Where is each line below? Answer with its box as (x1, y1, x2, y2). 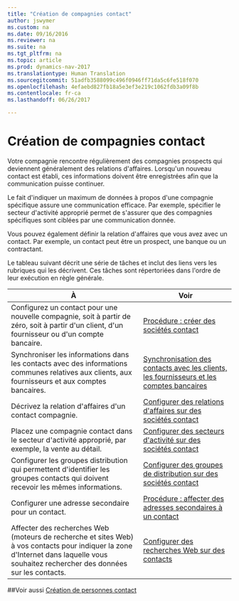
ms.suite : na (7, 43, 46, 50)
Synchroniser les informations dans (11, 349, 129, 359)
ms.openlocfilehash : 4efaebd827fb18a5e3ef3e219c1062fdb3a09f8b (7, 83, 199, 90)
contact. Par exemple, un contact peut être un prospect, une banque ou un (7, 237, 226, 245)
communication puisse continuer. (7, 179, 105, 188)
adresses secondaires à (143, 502, 223, 512)
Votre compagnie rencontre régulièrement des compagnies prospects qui (7, 156, 223, 165)
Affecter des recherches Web (11, 523, 110, 533)
